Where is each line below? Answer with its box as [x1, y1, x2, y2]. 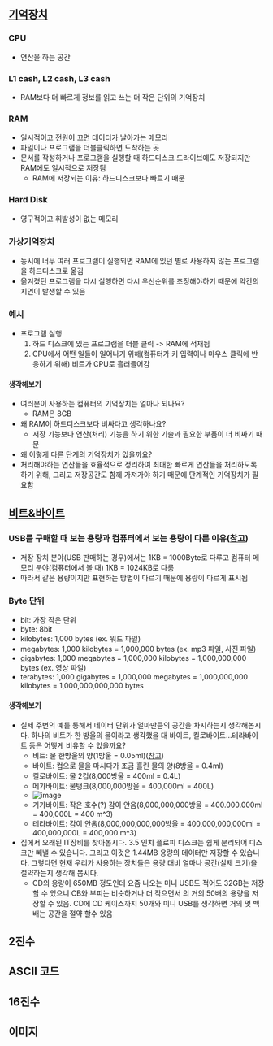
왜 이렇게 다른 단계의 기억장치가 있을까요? [19, 449, 153, 459]
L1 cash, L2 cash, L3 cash [8, 72, 111, 84]
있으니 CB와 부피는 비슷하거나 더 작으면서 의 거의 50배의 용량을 [50, 888, 250, 898]
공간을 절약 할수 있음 [47, 909, 114, 918]
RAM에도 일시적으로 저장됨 [19, 163, 106, 173]
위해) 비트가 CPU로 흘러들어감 [54, 359, 150, 369]
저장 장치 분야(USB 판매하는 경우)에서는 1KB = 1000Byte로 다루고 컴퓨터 [19, 553, 251, 562]
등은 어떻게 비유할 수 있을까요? [28, 740, 126, 750]
